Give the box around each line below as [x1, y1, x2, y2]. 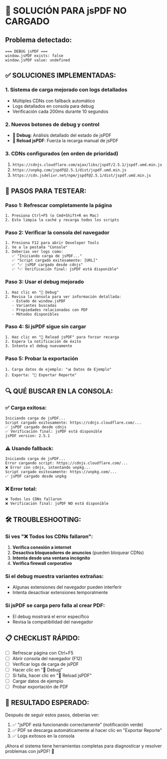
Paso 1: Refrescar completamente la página [5, 202, 112, 209]
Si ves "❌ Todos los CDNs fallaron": [5, 533, 93, 540]
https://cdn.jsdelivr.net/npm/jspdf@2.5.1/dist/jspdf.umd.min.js [12, 173, 151, 178]
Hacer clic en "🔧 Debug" [12, 667, 63, 673]
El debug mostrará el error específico [12, 613, 89, 619]
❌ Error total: [5, 485, 37, 492]
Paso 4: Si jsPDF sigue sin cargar [5, 323, 86, 330]
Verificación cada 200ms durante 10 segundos [12, 108, 109, 114]
